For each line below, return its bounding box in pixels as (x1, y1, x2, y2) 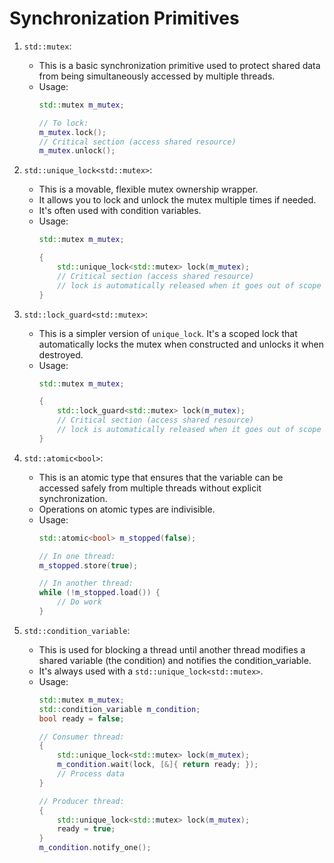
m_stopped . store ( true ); (38, 560, 139, 571)
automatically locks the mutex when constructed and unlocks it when (38, 338, 324, 350)
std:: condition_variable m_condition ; (38, 704, 201, 714)
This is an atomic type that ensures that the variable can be (38, 471, 284, 483)
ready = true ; (57, 824, 116, 834)
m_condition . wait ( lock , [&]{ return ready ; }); (57, 760, 259, 770)
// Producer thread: (38, 796, 125, 806)
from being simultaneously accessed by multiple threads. (38, 70, 276, 82)
